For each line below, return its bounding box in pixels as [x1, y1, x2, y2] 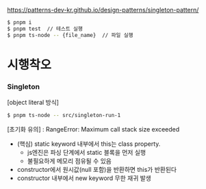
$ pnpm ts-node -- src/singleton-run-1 [7, 112, 121, 119]
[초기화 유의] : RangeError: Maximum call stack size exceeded [7, 125, 180, 133]
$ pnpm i [7, 19, 32, 26]
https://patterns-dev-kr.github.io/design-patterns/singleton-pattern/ [7, 6, 199, 14]
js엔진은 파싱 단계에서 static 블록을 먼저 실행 [27, 148, 146, 156]
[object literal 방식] [7, 99, 60, 107]
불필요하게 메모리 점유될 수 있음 [27, 157, 112, 165]
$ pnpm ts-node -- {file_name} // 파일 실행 [7, 32, 133, 38]
